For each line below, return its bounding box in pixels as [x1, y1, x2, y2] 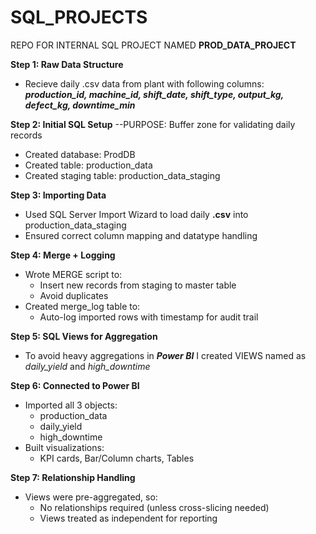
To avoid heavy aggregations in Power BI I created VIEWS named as [24, 349, 307, 361]
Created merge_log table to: [24, 300, 141, 312]
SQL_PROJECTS [10, 6, 148, 29]
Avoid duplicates [39, 289, 109, 301]
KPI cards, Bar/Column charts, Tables [39, 452, 195, 464]
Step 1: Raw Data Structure [10, 58, 124, 70]
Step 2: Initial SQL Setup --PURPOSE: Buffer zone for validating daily [10, 118, 296, 130]
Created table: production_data [24, 159, 153, 171]
